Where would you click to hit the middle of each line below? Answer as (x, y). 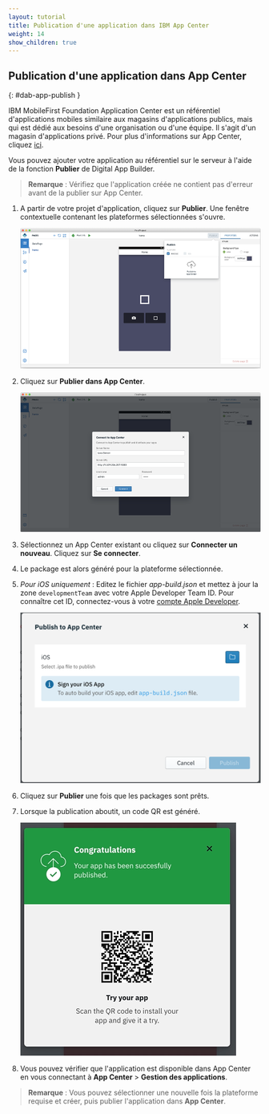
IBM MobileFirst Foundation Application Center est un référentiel (114, 111)
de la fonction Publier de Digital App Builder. (82, 169)
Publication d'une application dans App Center (127, 76)
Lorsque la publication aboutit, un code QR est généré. (110, 812)
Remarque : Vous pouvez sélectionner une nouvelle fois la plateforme (143, 1093)
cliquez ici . (26, 145)
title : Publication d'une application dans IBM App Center (109, 25)
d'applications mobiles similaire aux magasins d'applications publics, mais (130, 120)
